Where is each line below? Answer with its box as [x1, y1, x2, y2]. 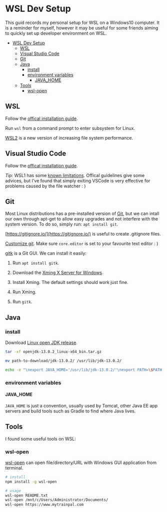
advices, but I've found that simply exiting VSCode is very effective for [5, 177, 150, 183]
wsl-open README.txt [5, 493, 48, 498]
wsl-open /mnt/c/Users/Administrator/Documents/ [5, 497, 108, 502]
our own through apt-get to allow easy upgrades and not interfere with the [5, 216, 158, 222]
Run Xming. [12, 289, 36, 295]
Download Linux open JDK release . [5, 339, 77, 345]
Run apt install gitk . [12, 260, 59, 266]
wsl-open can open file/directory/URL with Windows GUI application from [5, 459, 157, 465]
